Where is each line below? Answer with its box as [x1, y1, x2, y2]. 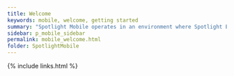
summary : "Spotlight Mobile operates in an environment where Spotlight [7, 23, 223, 30]
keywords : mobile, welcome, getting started [7, 17, 139, 24]
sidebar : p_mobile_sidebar [7, 29, 86, 37]
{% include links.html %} [7, 62, 78, 70]
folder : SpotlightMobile [7, 43, 79, 50]
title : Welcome [7, 10, 52, 17]
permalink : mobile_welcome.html [7, 36, 101, 43]
